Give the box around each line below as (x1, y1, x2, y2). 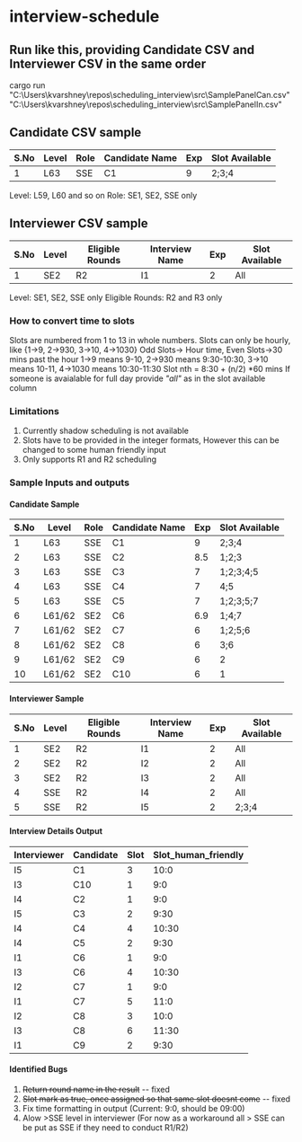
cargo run (9, 80, 46, 91)
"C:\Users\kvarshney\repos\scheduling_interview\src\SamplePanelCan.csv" (9, 90, 290, 100)
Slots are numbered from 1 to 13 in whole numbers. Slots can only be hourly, (9, 334, 291, 345)
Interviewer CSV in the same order (9, 56, 207, 71)
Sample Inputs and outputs (9, 476, 130, 489)
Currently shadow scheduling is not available (22, 425, 189, 437)
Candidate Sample (9, 499, 80, 509)
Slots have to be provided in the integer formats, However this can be (22, 435, 280, 446)
